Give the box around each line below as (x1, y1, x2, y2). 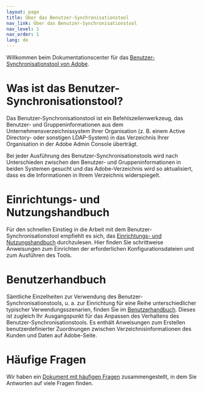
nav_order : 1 (6, 32, 40, 38)
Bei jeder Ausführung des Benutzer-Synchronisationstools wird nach (6, 152, 178, 159)
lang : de (6, 37, 29, 43)
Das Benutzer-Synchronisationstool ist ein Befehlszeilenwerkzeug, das (6, 114, 184, 121)
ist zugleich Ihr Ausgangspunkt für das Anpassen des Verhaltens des (6, 312, 179, 320)
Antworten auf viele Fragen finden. (6, 379, 94, 386)
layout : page (6, 9, 40, 15)
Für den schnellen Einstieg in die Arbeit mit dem (6, 225, 126, 233)
